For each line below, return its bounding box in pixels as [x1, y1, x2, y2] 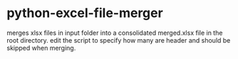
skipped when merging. [6, 43, 76, 52]
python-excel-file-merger [6, 5, 163, 21]
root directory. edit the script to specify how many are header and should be [6, 36, 231, 44]
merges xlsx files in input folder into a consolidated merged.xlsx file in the [6, 28, 223, 37]
